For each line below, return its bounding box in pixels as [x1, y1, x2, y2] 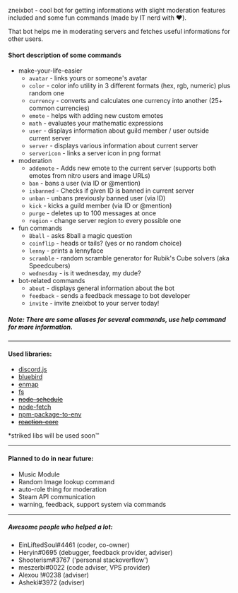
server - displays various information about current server [28, 141, 198, 150]
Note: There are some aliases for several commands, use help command [8, 315, 227, 323]
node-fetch [18, 402, 52, 412]
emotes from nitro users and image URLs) [28, 172, 150, 180]
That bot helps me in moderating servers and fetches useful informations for [8, 28, 230, 35]
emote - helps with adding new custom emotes [28, 112, 164, 120]
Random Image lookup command [18, 477, 115, 486]
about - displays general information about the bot [28, 284, 175, 292]
